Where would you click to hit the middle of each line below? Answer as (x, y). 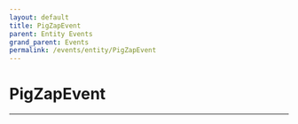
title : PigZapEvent (45, 26)
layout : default (39, 17)
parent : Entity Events (51, 34)
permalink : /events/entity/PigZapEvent (83, 50)
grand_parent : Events (49, 42)
